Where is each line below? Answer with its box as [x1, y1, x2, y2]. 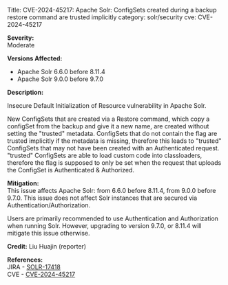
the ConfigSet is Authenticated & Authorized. [7, 166, 134, 174]
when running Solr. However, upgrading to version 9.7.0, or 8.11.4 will [7, 222, 202, 229]
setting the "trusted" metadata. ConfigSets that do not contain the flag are [7, 130, 218, 137]
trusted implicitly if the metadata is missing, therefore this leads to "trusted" [7, 137, 222, 145]
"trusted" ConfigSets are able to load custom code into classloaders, [7, 151, 203, 159]
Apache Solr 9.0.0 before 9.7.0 [17, 75, 104, 83]
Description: [7, 89, 43, 96]
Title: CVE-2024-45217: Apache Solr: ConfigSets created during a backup [7, 6, 217, 14]
